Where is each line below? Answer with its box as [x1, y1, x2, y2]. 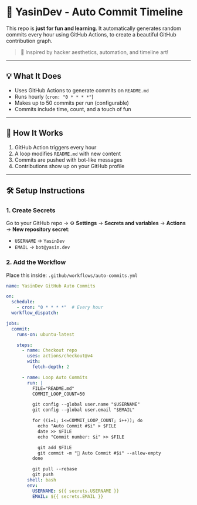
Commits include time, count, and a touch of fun [14, 105, 131, 112]
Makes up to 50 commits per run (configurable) [14, 99, 129, 106]
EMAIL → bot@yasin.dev [14, 243, 70, 250]
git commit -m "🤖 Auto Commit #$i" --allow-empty [37, 450, 161, 456]
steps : [16, 342, 33, 348]
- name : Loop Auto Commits [21, 374, 88, 380]
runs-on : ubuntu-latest [16, 332, 75, 337]
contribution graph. [6, 37, 53, 44]
